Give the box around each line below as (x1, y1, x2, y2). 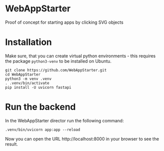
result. (5, 141, 18, 147)
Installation (5, 37, 52, 48)
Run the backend (5, 102, 76, 113)
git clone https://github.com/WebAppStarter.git (5, 68, 107, 73)
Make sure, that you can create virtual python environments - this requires (5, 53, 156, 59)
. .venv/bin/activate (5, 80, 50, 85)
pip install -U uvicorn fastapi (5, 85, 71, 90)
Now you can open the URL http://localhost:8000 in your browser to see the (5, 136, 159, 142)
